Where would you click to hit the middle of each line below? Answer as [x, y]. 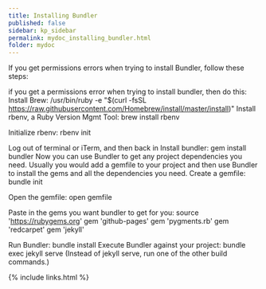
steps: [18, 76]
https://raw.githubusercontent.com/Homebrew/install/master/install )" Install [132, 109]
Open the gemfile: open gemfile [61, 197]
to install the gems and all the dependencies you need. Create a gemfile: [127, 174]
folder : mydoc [32, 45]
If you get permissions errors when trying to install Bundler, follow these [126, 68]
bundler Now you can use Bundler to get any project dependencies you [125, 157]
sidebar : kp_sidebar [43, 30]
